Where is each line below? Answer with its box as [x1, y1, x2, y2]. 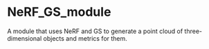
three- [184, 27, 203, 35]
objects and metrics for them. [43, 34, 128, 42]
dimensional [7, 34, 42, 42]
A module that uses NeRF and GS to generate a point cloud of [7, 27, 183, 35]
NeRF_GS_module [7, 4, 111, 20]
